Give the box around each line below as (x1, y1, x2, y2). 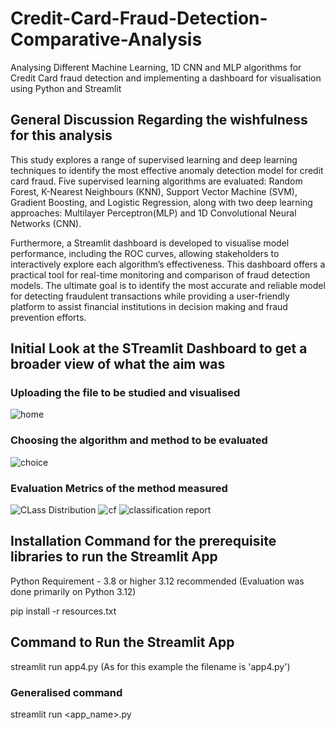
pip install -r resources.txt (10, 605, 117, 617)
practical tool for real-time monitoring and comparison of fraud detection (10, 268, 311, 281)
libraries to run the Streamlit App (10, 548, 218, 566)
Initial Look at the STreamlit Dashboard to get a (10, 340, 308, 357)
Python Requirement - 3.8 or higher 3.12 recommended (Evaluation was (10, 575, 305, 587)
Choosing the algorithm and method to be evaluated (10, 433, 268, 447)
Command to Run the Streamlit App (10, 634, 235, 651)
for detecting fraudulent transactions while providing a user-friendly (10, 290, 290, 302)
